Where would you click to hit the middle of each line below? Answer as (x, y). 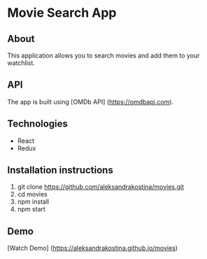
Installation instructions (60, 170)
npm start (31, 209)
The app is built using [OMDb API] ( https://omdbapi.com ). (90, 101)
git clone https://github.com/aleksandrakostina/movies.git (100, 187)
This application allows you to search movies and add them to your (103, 55)
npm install (33, 202)
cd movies (32, 195)
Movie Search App (62, 13)
